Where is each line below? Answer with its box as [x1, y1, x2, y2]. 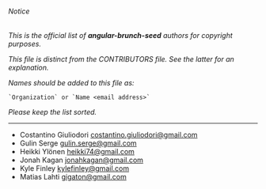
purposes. [8, 40, 42, 49]
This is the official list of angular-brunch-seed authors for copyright [8, 31, 234, 40]
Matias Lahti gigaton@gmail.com [19, 172, 127, 182]
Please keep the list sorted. [8, 108, 97, 117]
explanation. [8, 63, 49, 73]
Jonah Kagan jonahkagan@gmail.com [19, 155, 144, 165]
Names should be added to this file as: [8, 78, 135, 88]
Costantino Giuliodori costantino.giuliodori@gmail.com [19, 130, 198, 140]
